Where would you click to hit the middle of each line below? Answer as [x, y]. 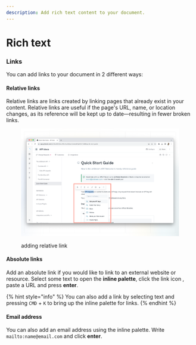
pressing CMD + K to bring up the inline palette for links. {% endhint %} [91, 303]
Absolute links [24, 259]
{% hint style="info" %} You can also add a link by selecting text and [90, 296]
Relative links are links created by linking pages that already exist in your [95, 101]
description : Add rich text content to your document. [76, 13]
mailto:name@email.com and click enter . [54, 336]
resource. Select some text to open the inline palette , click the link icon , [95, 279]
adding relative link [44, 245]
